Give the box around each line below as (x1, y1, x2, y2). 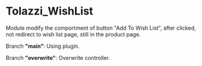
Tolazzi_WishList (5, 4, 94, 18)
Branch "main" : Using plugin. (5, 42, 80, 50)
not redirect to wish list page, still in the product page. (5, 30, 141, 38)
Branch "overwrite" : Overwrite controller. (5, 54, 110, 61)
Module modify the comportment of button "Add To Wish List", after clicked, (5, 24, 196, 31)
